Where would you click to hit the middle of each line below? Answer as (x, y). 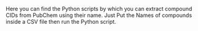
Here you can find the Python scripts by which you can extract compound (99, 9)
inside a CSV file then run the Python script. (61, 22)
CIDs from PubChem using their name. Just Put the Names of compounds (99, 15)
